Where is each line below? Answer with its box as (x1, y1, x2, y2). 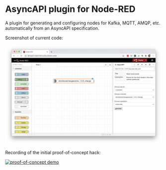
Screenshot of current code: (5, 35, 63, 41)
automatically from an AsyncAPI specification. (5, 25, 99, 31)
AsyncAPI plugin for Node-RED (5, 3, 136, 15)
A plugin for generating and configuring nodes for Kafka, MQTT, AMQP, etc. (5, 20, 161, 26)
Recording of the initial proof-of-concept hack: (5, 149, 101, 155)
